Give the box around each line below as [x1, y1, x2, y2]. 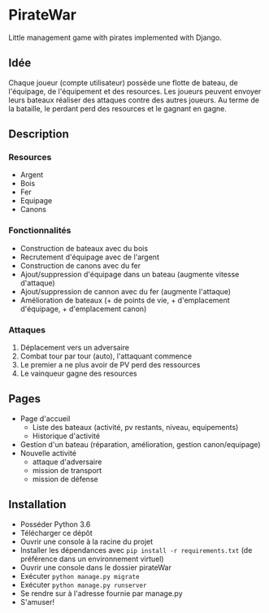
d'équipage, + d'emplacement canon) [20, 303, 147, 314]
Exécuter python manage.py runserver [20, 580, 147, 589]
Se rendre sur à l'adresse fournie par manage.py [20, 588, 183, 598]
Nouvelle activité [20, 448, 77, 458]
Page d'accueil [20, 413, 71, 424]
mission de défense [32, 474, 99, 484]
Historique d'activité [32, 431, 100, 441]
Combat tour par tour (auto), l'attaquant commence [20, 351, 193, 361]
